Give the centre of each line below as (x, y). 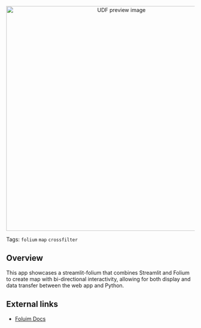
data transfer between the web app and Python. (65, 285)
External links (32, 304)
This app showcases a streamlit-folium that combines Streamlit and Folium (98, 272)
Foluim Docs (30, 318)
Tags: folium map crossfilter (42, 239)
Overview (25, 258)
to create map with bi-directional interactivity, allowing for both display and (98, 279)
